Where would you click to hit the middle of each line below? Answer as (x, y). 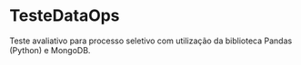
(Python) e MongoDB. (50, 50)
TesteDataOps (65, 16)
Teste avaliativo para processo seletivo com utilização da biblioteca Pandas (151, 41)
